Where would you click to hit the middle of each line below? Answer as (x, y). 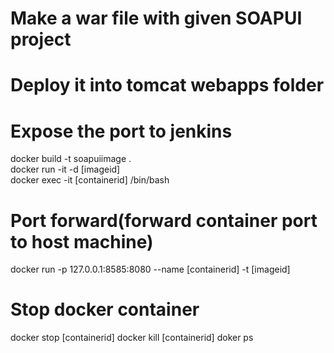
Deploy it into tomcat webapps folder (167, 85)
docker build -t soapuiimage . (71, 159)
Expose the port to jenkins (121, 131)
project (41, 39)
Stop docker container (105, 309)
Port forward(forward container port (164, 220)
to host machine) (82, 241)
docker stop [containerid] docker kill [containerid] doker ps (132, 338)
